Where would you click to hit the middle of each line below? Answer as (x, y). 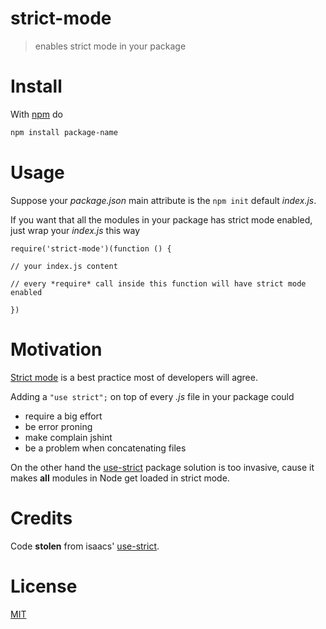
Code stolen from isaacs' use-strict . (85, 546)
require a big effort (63, 416)
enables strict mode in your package (110, 46)
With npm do (36, 114)
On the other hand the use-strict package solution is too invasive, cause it (162, 467)
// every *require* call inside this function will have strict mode (158, 283)
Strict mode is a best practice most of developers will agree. (134, 377)
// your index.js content (64, 266)
